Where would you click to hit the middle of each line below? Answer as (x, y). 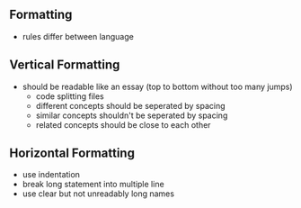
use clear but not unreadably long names (98, 194)
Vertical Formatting (65, 65)
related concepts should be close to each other (123, 124)
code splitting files (70, 96)
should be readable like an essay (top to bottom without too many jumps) (158, 86)
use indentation (51, 175)
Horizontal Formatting (72, 154)
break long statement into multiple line (93, 185)
